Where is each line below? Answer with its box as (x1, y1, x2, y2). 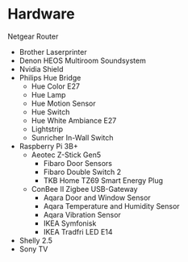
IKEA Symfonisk (43, 218, 97, 228)
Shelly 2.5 (19, 235, 53, 245)
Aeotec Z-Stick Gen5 (31, 150, 102, 160)
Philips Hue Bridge (19, 73, 81, 82)
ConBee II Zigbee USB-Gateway (31, 184, 138, 193)
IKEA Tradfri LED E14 (43, 227, 113, 236)
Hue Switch (31, 106, 70, 117)
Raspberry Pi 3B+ (19, 141, 78, 151)
